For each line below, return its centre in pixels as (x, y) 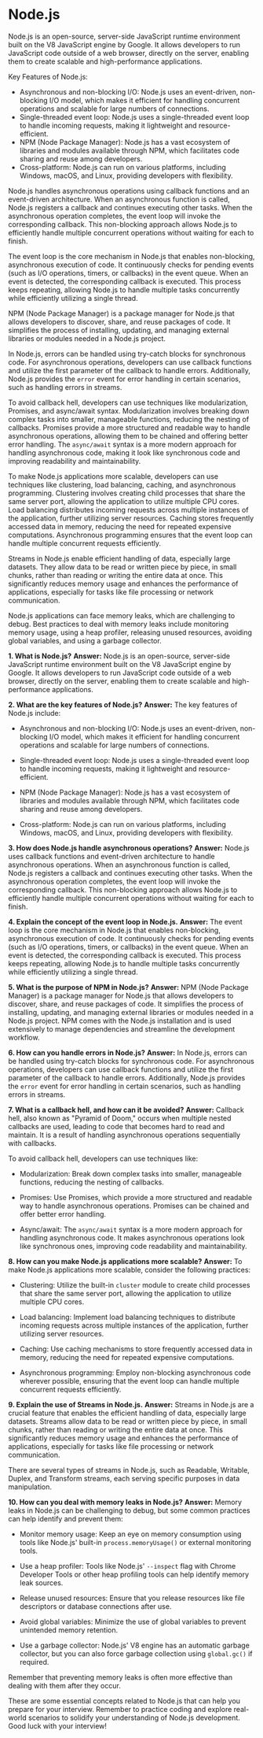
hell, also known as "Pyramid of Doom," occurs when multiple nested (120, 1118)
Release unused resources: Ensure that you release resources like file (132, 1598)
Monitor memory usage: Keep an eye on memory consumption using (130, 1534)
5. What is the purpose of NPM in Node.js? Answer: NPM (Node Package (128, 987)
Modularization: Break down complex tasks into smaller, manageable (130, 1173)
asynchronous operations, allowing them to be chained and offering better (128, 435)
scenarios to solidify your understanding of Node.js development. (134, 1718)
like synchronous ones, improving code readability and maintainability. (133, 1246)
